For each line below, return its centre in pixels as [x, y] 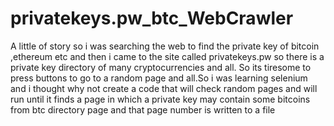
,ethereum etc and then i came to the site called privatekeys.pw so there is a [167, 56]
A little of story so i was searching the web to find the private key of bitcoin [165, 46]
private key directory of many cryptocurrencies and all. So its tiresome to [161, 67]
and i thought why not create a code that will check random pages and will [164, 88]
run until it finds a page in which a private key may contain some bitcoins [160, 99]
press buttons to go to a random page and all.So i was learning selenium [159, 78]
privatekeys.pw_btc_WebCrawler [152, 18]
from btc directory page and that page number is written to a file [143, 109]
